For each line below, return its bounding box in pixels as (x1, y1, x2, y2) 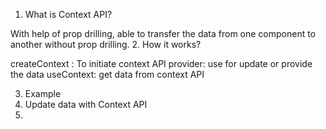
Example (24, 88, 62, 99)
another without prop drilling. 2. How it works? (10, 39, 202, 50)
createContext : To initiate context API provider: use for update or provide (10, 58, 313, 69)
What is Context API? (24, 9, 113, 20)
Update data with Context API (24, 99, 148, 110)
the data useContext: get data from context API (10, 69, 205, 80)
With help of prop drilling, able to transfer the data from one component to (10, 28, 317, 39)
